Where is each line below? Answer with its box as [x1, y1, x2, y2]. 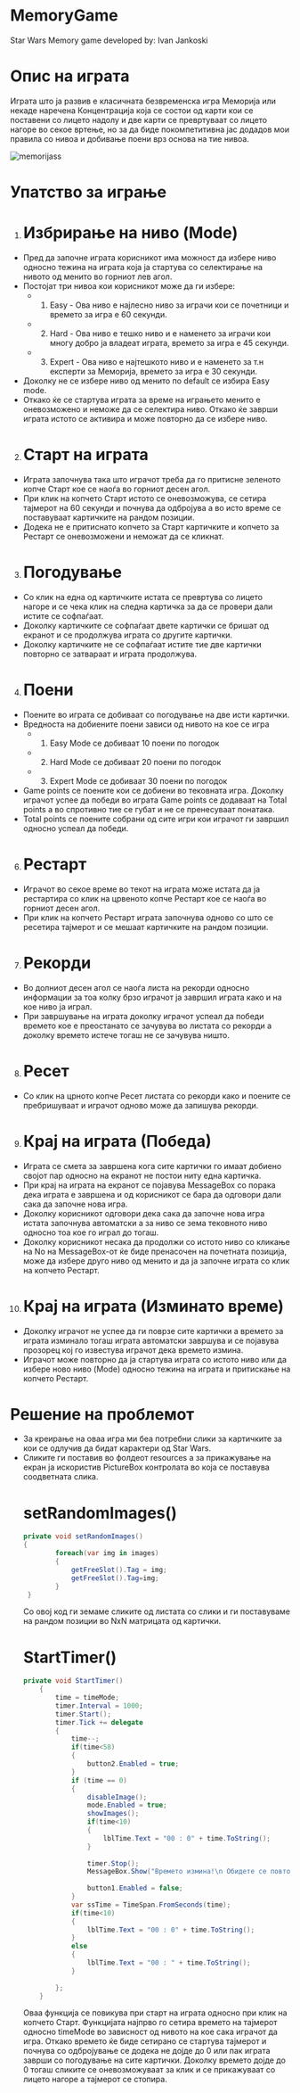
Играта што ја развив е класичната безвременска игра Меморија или [10, 95, 277, 106]
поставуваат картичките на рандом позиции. [22, 512, 195, 523]
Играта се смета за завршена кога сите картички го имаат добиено [22, 1160, 282, 1171]
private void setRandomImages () [22, 1532, 143, 1541]
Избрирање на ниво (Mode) [22, 223, 239, 243]
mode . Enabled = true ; [86, 1800, 167, 1810]
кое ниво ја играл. [22, 1001, 93, 1012]
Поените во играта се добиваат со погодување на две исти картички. [22, 709, 290, 720]
